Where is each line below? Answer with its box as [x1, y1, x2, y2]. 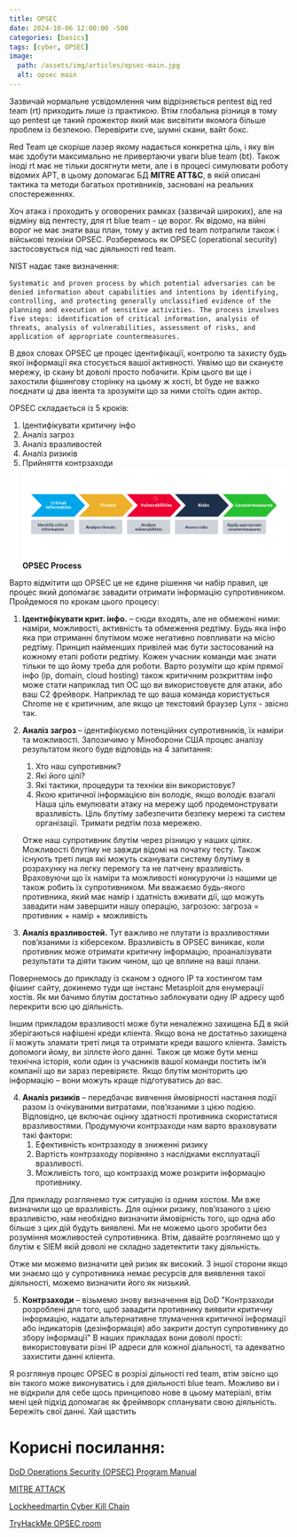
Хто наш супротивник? [35, 761, 121, 772]
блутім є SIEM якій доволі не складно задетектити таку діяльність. [9, 1241, 262, 1252]
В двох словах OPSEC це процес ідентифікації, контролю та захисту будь [9, 347, 287, 359]
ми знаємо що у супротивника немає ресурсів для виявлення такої [9, 1268, 266, 1279]
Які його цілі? [35, 770, 86, 781]
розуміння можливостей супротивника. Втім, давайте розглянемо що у [9, 1232, 281, 1242]
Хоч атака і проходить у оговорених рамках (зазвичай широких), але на [9, 205, 283, 217]
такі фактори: [21, 1130, 73, 1140]
